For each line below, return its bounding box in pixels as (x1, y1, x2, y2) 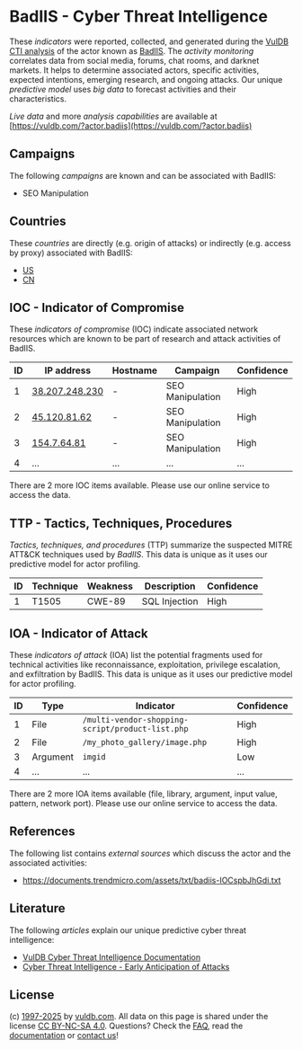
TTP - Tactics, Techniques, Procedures (9, 515, 233, 531)
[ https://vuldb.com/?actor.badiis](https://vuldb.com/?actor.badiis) (9, 120, 253, 131)
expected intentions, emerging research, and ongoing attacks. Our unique (9, 74, 283, 84)
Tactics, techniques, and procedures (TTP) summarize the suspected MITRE (9, 539, 293, 550)
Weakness (86, 580, 133, 592)
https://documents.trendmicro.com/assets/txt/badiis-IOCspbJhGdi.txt (22, 875, 281, 885)
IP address (44, 364, 92, 377)
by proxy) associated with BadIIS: (9, 247, 133, 258)
